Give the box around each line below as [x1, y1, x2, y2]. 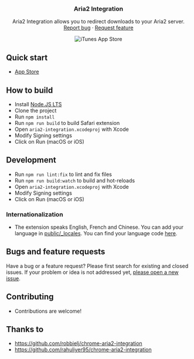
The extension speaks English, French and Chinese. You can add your [14, 223, 183, 231]
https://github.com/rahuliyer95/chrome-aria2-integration [14, 346, 152, 353]
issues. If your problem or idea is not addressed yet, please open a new [6, 269, 179, 276]
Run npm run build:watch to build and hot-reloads [14, 177, 135, 184]
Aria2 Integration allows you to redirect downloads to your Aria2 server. [12, 18, 185, 25]
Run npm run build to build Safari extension [14, 119, 120, 126]
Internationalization [6, 210, 63, 218]
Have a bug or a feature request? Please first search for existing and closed [6, 262, 189, 269]
